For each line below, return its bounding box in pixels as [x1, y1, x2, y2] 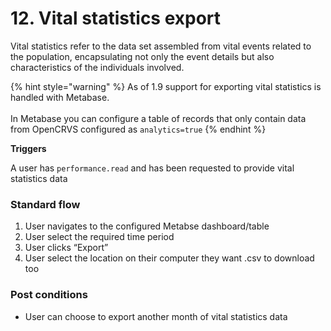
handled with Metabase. [10, 91, 110, 103]
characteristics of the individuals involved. [10, 61, 185, 73]
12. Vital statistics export [10, 7, 222, 30]
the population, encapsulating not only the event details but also [10, 50, 275, 62]
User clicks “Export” [24, 242, 109, 254]
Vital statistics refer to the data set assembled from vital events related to [10, 40, 312, 52]
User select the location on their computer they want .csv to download [24, 252, 315, 264]
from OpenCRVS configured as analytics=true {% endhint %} [10, 123, 267, 135]
